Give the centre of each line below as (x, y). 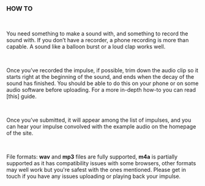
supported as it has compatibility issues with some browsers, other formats (101, 163)
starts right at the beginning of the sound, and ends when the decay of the (100, 77)
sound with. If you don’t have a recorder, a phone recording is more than (98, 40)
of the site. (20, 133)
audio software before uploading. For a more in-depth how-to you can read (101, 90)
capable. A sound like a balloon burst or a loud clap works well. (86, 46)
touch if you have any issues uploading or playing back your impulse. (94, 176)
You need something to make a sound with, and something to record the (97, 34)
